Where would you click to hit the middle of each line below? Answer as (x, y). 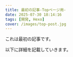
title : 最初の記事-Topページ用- (36, 10)
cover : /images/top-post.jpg (36, 24)
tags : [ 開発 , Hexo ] (25, 19)
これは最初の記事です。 (29, 39)
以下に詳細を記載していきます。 (38, 50)
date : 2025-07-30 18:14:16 (33, 15)
